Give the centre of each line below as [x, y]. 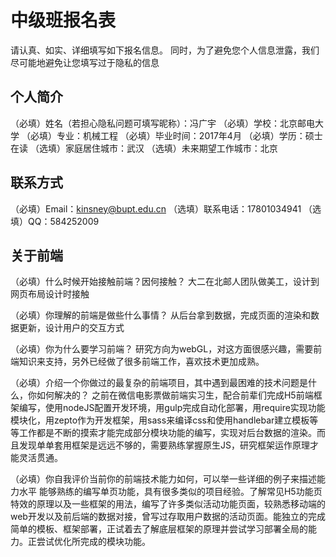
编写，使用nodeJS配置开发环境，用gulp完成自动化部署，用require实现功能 [172, 408]
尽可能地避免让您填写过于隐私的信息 [85, 62]
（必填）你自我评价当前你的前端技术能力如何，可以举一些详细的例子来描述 [163, 479]
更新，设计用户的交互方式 [71, 328]
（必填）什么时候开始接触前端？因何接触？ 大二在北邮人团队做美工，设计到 [165, 282]
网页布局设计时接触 [50, 294]
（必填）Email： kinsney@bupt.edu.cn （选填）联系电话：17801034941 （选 [166, 208]
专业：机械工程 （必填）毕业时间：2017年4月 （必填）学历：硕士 [189, 135]
